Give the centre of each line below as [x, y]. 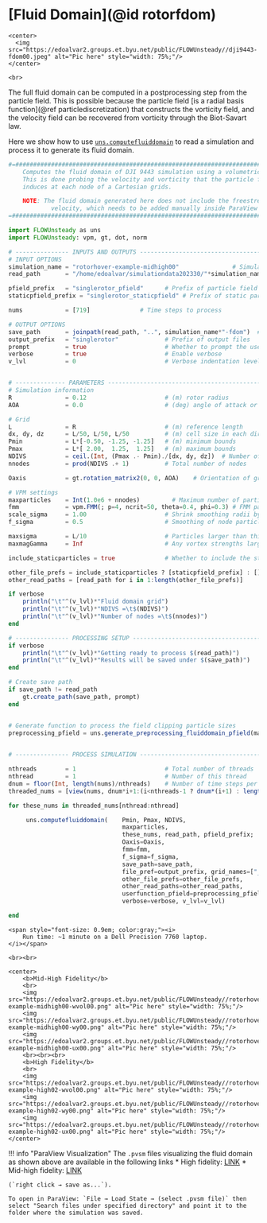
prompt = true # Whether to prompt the [128, 347]
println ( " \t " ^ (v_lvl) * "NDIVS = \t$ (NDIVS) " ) [96, 609]
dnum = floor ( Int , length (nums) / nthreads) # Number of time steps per [133, 784]
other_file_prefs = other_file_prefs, [183, 879]
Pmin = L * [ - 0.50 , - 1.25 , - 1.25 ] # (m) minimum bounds [122, 442]
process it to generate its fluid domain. [72, 149]
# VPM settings [33, 492]
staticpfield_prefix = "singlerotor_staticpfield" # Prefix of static [128, 296]
